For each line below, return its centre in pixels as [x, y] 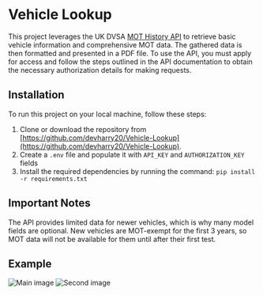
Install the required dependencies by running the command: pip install [137, 171]
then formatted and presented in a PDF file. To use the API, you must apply [130, 53]
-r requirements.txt [53, 179]
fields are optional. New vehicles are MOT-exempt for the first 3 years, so [128, 230]
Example [30, 264]
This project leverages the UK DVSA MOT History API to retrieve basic [122, 36]
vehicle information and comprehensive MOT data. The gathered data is [125, 44]
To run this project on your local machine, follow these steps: [107, 114]
